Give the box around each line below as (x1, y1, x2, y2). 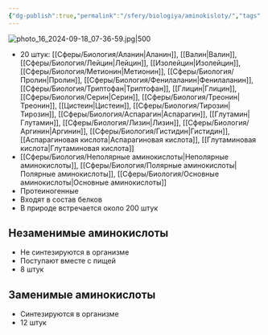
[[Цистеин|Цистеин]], (59, 100, 131, 110)
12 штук (19, 318, 47, 328)
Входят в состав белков (19, 194, 103, 204)
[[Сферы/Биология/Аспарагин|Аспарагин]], (57, 109, 208, 119)
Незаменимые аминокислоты (8, 227, 169, 240)
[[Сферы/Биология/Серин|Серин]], (19, 92, 141, 101)
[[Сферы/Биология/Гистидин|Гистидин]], (89, 126, 230, 136)
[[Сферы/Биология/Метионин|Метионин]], (19, 66, 167, 76)
